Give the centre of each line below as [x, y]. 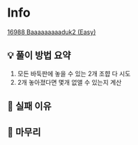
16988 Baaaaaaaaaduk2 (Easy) [52, 32]
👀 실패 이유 [30, 106]
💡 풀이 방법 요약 [39, 56]
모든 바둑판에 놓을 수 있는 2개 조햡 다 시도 [74, 74]
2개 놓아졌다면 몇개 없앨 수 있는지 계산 [69, 82]
